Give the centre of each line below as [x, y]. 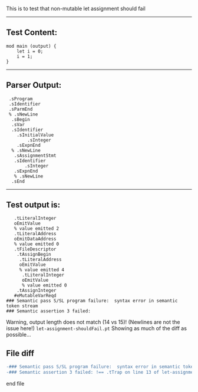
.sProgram [21, 99]
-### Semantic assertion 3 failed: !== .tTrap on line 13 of [83, 373]
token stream [22, 306]
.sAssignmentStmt [35, 156]
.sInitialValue [35, 135]
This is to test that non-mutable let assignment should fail [76, 9]
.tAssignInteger [37, 291]
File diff [20, 353]
